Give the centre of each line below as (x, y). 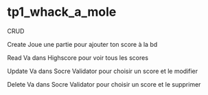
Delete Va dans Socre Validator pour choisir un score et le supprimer (104, 84)
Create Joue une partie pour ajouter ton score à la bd (82, 44)
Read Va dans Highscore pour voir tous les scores (78, 57)
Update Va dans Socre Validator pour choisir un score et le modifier (103, 71)
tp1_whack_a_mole (62, 12)
